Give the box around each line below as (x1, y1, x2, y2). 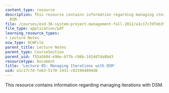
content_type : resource (5, 7, 55, 13)
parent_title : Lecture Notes (5, 45, 66, 50)
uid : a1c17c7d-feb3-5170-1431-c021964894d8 (5, 68, 98, 73)
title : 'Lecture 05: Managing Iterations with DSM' (5, 63, 116, 68)
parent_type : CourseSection (5, 49, 64, 54)
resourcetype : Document (5, 59, 55, 64)
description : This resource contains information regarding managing (5, 12, 154, 17)
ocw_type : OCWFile (5, 40, 44, 45)
